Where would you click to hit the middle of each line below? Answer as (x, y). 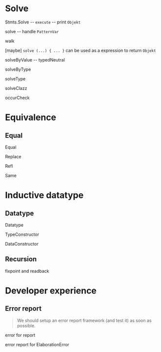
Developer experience (51, 290)
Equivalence (31, 117)
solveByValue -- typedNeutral (35, 60)
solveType (15, 79)
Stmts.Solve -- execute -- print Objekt (43, 22)
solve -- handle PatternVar (32, 31)
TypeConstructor (22, 234)
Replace (13, 156)
